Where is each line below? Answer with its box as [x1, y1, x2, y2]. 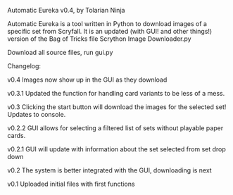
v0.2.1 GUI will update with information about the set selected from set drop [7, 145, 227, 153]
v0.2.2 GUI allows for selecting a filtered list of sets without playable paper [7, 124, 224, 132]
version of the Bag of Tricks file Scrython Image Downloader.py [7, 34, 191, 43]
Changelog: [7, 62, 41, 70]
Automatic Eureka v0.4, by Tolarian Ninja [7, 6, 125, 14]
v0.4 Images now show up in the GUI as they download [7, 75, 168, 84]
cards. [7, 132, 26, 139]
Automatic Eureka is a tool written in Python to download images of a [7, 20, 208, 27]
